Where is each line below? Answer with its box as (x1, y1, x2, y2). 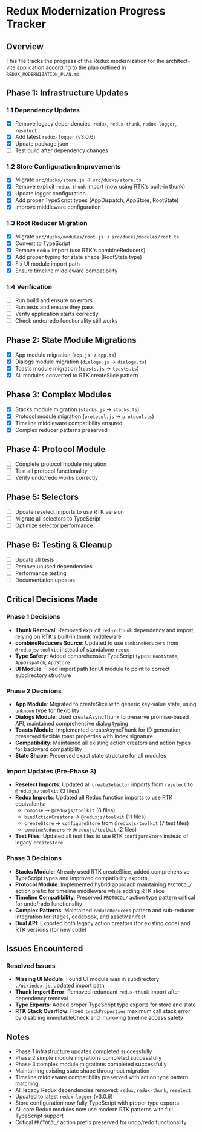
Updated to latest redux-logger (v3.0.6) (15, 1093, 113, 1100)
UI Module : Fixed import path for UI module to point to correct (15, 665, 171, 672)
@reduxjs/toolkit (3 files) (15, 787, 80, 795)
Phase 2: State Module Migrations (6, 335, 137, 345)
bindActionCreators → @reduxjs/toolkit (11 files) (24, 813, 146, 820)
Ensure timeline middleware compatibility (15, 267, 118, 274)
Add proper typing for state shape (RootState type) (15, 254, 142, 261)
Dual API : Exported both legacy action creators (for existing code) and (15, 919, 191, 926)
